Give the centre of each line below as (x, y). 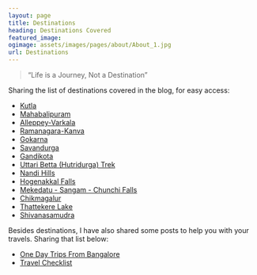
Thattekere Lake (46, 206)
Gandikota (36, 156)
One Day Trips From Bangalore (70, 254)
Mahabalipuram (45, 114)
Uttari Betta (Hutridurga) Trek (68, 164)
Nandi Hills (37, 173)
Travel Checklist (46, 263)
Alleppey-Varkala (47, 122)
